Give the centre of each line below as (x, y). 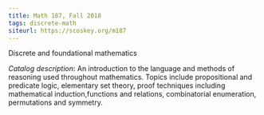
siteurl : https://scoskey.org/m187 (67, 30)
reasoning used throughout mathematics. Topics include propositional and (130, 77)
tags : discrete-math (43, 23)
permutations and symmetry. (56, 103)
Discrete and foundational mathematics (73, 54)
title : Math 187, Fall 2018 (55, 16)
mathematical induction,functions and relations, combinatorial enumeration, (132, 94)
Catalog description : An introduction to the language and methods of (122, 69)
